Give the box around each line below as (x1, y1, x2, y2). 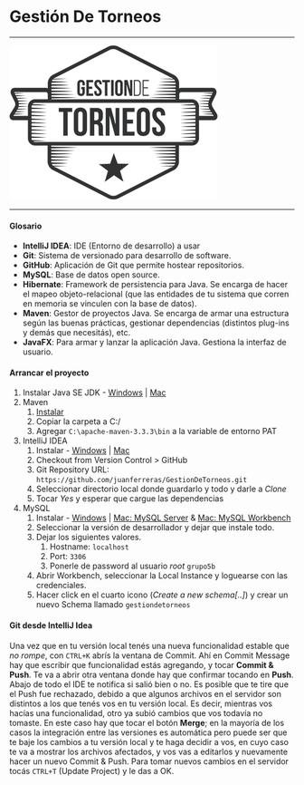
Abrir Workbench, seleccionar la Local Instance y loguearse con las (35, 570, 288, 581)
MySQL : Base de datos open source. (22, 269, 160, 280)
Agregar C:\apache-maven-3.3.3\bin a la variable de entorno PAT (35, 426, 278, 437)
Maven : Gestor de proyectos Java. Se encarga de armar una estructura (22, 308, 290, 319)
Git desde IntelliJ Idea (9, 619, 93, 631)
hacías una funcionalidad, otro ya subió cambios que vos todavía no (9, 707, 263, 718)
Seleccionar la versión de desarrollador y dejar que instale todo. (35, 522, 275, 533)
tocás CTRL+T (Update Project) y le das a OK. (9, 765, 175, 776)
